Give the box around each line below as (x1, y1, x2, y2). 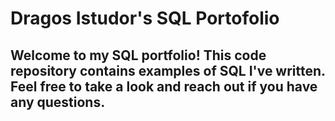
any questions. (10, 93, 106, 111)
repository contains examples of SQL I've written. (10, 62, 326, 79)
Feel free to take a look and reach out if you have (10, 78, 318, 95)
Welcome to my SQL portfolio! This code (10, 47, 267, 64)
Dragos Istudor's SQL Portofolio (10, 7, 280, 30)
